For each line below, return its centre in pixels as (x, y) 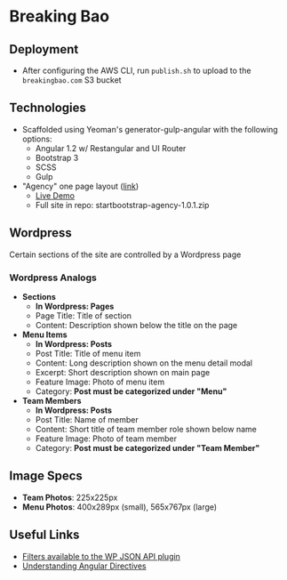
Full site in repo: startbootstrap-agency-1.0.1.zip (122, 205)
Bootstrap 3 (57, 157)
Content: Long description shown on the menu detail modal (144, 363)
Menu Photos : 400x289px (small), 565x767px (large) (120, 507)
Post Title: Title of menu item (88, 353)
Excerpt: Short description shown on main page (123, 372)
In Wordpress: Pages (75, 306)
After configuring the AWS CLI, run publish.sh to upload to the (136, 70)
